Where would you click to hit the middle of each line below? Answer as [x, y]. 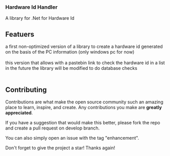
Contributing [26, 89]
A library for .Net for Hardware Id [40, 18]
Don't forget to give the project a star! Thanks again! [60, 148]
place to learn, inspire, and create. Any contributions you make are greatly [84, 107]
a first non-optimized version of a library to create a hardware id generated [84, 46]
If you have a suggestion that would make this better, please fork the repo [83, 122]
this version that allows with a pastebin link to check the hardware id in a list [85, 63]
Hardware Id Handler [31, 7]
